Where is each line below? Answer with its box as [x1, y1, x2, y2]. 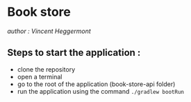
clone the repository [17, 65, 76, 73]
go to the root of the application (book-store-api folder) [17, 80, 176, 88]
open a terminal [17, 72, 63, 81]
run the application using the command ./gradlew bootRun [17, 87, 184, 95]
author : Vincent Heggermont [7, 27, 92, 35]
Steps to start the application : [7, 47, 141, 59]
